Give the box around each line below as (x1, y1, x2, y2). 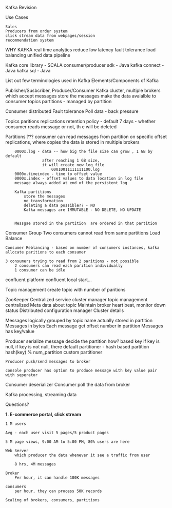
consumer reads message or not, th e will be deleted (5, 124, 117, 130)
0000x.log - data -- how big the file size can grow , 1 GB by (14, 149, 153, 154)
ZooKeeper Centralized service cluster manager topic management (5, 297, 148, 302)
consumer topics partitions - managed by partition (5, 99, 112, 104)
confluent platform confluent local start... (5, 277, 92, 283)
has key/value (5, 328, 35, 334)
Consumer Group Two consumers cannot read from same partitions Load (5, 230, 161, 236)
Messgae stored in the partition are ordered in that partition (14, 221, 158, 226)
